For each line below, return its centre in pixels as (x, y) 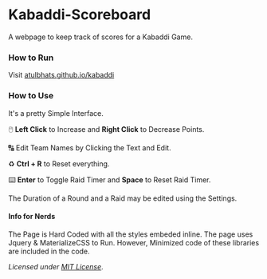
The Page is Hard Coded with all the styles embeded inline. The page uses (131, 234)
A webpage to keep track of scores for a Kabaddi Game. (101, 37)
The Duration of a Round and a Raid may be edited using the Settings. (123, 198)
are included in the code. (49, 251)
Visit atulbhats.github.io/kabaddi (61, 75)
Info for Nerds (32, 217)
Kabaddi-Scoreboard (80, 15)
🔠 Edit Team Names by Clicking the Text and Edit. (90, 147)
